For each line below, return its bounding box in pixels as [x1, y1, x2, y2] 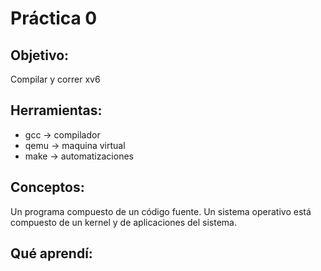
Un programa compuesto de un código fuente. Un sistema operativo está [10, 205, 312, 217]
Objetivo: [10, 47, 70, 64]
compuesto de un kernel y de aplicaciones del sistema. [10, 216, 238, 228]
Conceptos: [10, 179, 85, 196]
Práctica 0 [10, 7, 98, 30]
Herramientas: [10, 102, 103, 119]
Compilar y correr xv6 [10, 73, 101, 85]
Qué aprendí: [10, 245, 93, 262]
